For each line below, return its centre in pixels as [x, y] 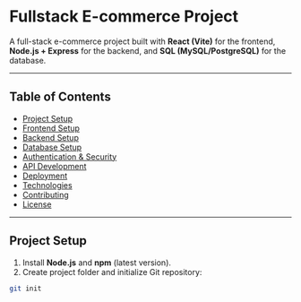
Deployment [45, 176]
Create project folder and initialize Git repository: [112, 272]
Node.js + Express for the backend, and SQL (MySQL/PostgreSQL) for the [148, 50]
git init [26, 289]
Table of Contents [60, 97]
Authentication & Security [69, 156]
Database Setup [52, 147]
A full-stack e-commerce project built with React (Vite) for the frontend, [142, 41]
